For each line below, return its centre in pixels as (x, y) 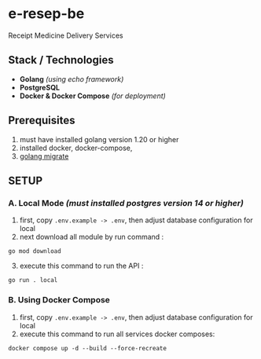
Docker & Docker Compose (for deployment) (93, 96)
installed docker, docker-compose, (76, 148)
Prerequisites (42, 121)
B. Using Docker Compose (59, 300)
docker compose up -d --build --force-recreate (88, 348)
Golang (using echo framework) (72, 79)
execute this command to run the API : (81, 266)
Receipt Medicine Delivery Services (66, 35)
